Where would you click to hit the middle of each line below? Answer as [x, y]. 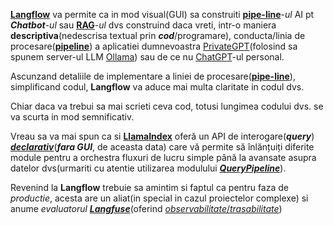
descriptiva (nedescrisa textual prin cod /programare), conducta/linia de [158, 35]
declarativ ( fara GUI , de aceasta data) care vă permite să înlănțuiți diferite [162, 147]
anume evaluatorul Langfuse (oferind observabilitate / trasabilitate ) [146, 208]
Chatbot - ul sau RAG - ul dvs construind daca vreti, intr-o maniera [143, 25]
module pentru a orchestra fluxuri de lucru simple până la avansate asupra [163, 157]
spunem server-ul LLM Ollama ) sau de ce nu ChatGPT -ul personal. [147, 57]
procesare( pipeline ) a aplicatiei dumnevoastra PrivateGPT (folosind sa [154, 46]
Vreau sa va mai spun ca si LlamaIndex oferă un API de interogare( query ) [162, 136]
